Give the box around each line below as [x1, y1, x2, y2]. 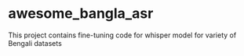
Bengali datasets [8, 38, 63, 47]
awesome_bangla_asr [8, 5, 154, 23]
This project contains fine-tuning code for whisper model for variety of [8, 30, 237, 40]
